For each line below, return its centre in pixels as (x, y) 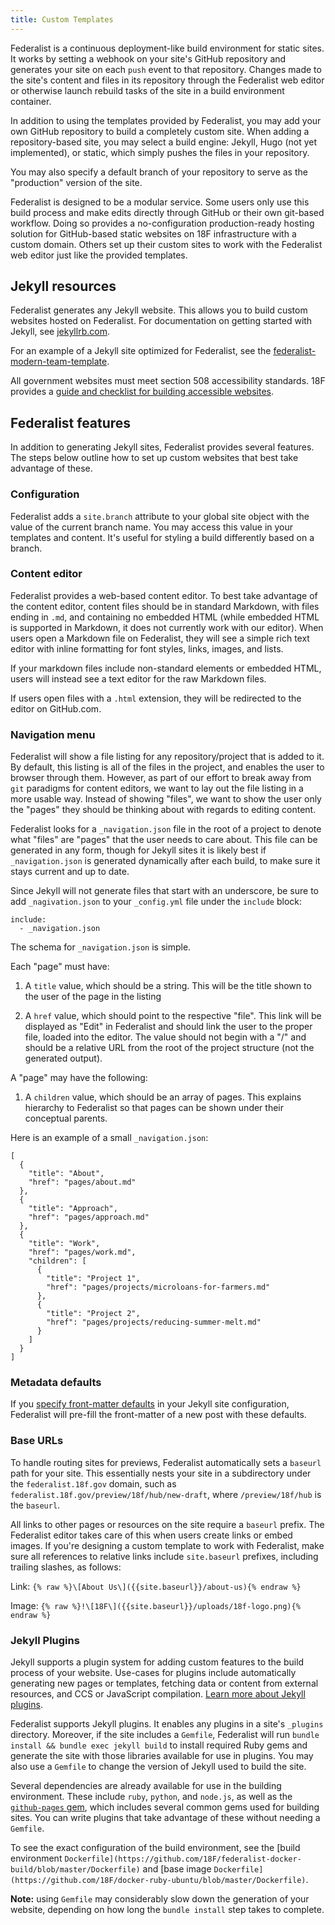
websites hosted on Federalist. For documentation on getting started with (161, 321)
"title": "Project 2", (93, 1314)
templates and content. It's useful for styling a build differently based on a (162, 537)
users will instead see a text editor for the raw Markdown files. (138, 678)
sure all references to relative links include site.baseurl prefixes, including (164, 1556)
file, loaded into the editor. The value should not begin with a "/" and (165, 1037)
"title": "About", (66, 1174)
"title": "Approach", (73, 1209)
